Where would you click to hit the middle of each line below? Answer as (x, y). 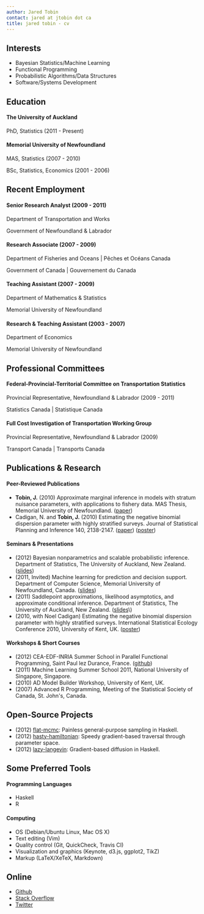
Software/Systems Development (56, 83)
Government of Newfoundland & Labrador (59, 231)
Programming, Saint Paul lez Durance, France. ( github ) (84, 663)
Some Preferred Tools (49, 769)
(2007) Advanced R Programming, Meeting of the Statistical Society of (104, 689)
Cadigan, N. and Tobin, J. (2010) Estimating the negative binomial (98, 517)
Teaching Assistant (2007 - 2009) (50, 284)
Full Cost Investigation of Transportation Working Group (79, 424)
